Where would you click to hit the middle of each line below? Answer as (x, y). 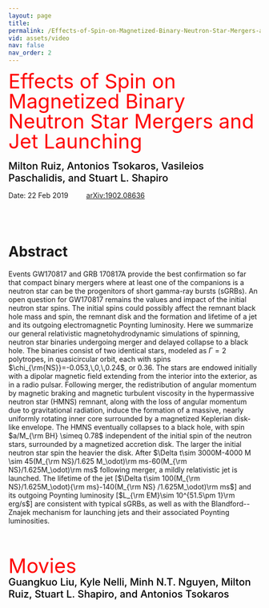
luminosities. (29, 521)
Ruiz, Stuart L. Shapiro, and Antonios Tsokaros (119, 594)
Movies (42, 566)
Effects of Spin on (92, 81)
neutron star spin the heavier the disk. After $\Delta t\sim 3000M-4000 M (130, 453)
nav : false (26, 46)
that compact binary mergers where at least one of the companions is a (126, 282)
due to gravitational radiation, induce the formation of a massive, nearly (126, 410)
